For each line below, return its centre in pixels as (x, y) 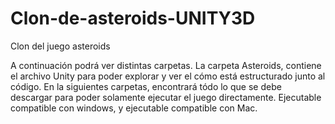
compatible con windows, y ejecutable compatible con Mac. (134, 108)
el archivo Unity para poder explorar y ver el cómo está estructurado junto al (168, 76)
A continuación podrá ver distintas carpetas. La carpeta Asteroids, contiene (166, 65)
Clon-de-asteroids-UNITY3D (133, 18)
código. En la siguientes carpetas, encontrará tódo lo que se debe (146, 86)
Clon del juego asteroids (60, 46)
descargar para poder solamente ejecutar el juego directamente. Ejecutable (166, 97)
